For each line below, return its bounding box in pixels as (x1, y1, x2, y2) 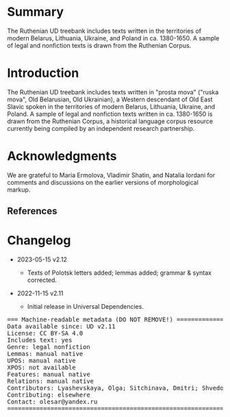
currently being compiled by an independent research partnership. (7, 124, 195, 132)
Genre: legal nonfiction (7, 343, 90, 351)
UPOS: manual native (7, 357, 77, 365)
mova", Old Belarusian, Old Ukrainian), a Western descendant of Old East (7, 95, 213, 103)
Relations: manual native (7, 377, 94, 386)
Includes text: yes (7, 336, 73, 344)
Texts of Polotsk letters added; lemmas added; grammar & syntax (27, 268, 212, 277)
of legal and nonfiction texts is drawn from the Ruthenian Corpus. (7, 41, 192, 49)
